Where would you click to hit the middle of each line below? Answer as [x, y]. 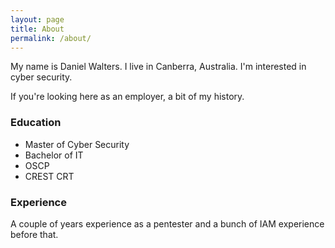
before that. [34, 234]
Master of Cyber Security [77, 144]
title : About [37, 29]
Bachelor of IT [54, 155]
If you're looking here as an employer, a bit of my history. [127, 97]
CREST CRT [49, 176]
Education [36, 123]
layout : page [37, 19]
